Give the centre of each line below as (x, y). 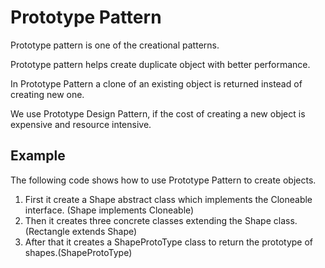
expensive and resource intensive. (81, 124)
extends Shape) (104, 231)
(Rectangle (47, 231)
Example (38, 156)
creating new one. (47, 94)
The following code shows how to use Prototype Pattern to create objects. (163, 180)
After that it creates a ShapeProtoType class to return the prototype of (168, 242)
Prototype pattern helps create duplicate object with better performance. (160, 64)
